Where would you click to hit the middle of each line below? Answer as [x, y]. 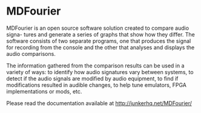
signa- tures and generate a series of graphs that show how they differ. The [100, 34]
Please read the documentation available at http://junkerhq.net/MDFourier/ [99, 103]
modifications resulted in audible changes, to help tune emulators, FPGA [96, 85]
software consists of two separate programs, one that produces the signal [99, 41]
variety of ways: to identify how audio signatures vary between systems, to [100, 72]
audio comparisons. [31, 53]
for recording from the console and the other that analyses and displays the [100, 47]
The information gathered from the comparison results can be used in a [95, 66]
